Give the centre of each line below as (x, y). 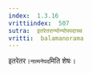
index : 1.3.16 (34, 16)
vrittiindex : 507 (39, 23)
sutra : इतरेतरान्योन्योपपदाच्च (45, 30)
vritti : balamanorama (46, 38)
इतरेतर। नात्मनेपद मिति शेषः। (42, 61)
